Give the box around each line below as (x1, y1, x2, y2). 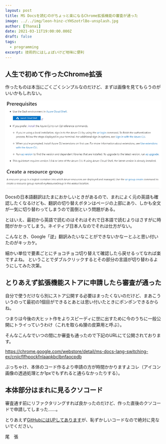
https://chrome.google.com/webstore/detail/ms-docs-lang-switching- (5, 348, 149, 354)
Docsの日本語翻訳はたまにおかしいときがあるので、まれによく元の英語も (5, 194, 155, 200)
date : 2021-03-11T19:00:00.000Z (5, 29, 72, 34)
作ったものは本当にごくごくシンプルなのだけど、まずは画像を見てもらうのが (5, 84, 161, 90)
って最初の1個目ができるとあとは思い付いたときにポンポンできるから (18, 299, 159, 305)
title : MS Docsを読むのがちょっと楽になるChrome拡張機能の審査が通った (5, 13, 138, 18)
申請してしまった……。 (13, 406, 60, 412)
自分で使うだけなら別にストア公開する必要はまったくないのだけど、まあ (5, 292, 153, 298)
